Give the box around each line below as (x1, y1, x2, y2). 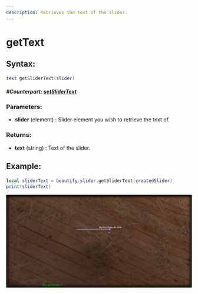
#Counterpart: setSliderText (6, 88, 77, 95)
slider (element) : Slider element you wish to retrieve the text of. (14, 116, 170, 123)
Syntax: (6, 59, 35, 69)
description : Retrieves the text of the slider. (6, 9, 128, 15)
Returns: (6, 131, 32, 139)
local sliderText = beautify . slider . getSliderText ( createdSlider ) (6, 177, 173, 184)
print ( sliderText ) (6, 184, 51, 190)
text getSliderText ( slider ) (6, 75, 75, 81)
